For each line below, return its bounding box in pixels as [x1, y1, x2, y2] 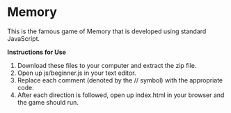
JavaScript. [7, 34, 40, 42]
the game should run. [17, 98, 79, 106]
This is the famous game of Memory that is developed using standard [7, 27, 207, 35]
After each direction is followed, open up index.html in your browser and [17, 91, 225, 99]
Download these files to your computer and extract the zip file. [17, 61, 197, 69]
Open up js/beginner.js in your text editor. [17, 69, 136, 77]
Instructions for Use [7, 48, 66, 56]
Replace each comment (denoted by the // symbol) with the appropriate [17, 76, 223, 84]
